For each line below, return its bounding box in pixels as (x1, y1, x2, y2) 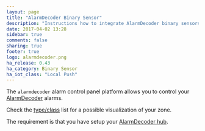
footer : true (6, 49, 40, 55)
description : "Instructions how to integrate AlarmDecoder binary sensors (6, 20, 201, 26)
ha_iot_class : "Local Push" (6, 71, 78, 77)
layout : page (6, 9, 40, 15)
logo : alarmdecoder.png (6, 54, 67, 60)
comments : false (6, 37, 48, 43)
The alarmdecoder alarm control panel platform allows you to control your (6, 88, 190, 95)
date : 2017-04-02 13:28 (6, 26, 67, 32)
